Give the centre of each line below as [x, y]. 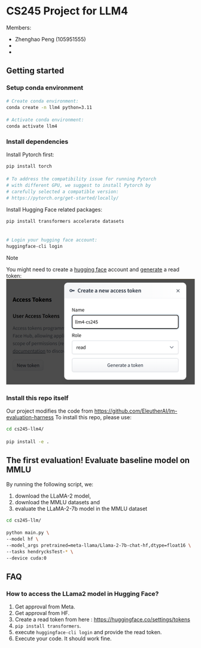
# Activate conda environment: [45, 120]
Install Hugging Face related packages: [54, 209]
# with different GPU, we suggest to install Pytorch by [79, 185]
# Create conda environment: [42, 101]
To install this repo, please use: [93, 417]
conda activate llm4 [32, 126]
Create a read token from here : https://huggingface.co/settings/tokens [102, 620]
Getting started [35, 71]
